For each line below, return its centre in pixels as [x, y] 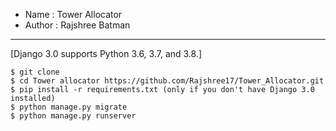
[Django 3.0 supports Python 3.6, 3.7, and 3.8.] [106, 53]
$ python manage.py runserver [73, 116]
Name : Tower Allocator [73, 14]
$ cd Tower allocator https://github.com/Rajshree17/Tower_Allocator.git [167, 81]
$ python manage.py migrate [69, 107]
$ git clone [35, 72]
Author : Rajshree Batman [77, 25]
